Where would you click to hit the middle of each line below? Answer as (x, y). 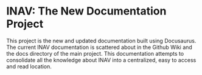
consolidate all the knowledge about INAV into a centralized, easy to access (101, 60)
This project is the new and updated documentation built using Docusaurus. (101, 41)
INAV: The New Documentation (86, 11)
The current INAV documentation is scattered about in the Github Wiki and (99, 47)
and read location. (29, 66)
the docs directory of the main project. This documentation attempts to (95, 53)
